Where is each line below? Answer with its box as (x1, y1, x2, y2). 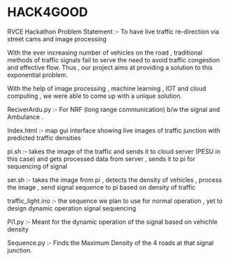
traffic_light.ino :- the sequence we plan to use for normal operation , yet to (7, 197, 223, 205)
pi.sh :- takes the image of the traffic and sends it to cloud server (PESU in (7, 147, 221, 155)
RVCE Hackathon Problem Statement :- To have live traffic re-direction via (7, 27, 220, 36)
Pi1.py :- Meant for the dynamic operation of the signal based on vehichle (7, 218, 218, 226)
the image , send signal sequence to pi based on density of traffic (7, 183, 197, 191)
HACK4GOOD (7, 4, 89, 20)
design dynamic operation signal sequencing (7, 204, 137, 212)
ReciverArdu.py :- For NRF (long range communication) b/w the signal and (7, 105, 220, 113)
